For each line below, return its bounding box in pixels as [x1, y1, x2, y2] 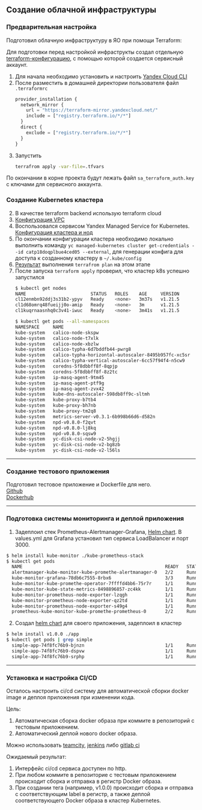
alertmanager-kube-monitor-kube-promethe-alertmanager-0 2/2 [11, 570, 173, 576]
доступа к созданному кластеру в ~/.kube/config [14, 254, 142, 262]
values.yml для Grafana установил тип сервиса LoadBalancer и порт [14, 535, 189, 542]
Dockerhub [6, 494, 34, 501]
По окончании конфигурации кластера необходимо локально [14, 235, 174, 242]
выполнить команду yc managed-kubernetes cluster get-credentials [14, 241, 189, 249]
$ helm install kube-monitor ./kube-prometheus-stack [6, 553, 144, 559]
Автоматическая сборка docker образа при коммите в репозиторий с [14, 717, 195, 724]
